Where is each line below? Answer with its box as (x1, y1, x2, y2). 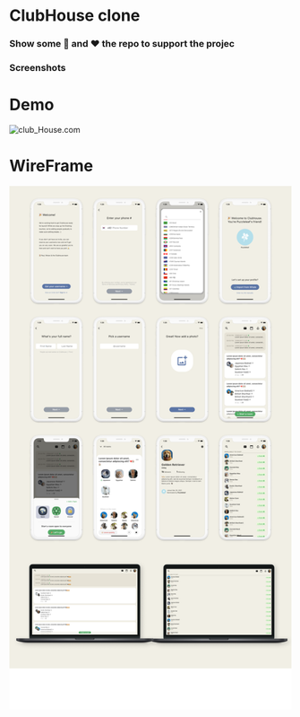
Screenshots (9, 62, 66, 74)
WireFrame (9, 156, 94, 176)
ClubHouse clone (9, 5, 141, 26)
